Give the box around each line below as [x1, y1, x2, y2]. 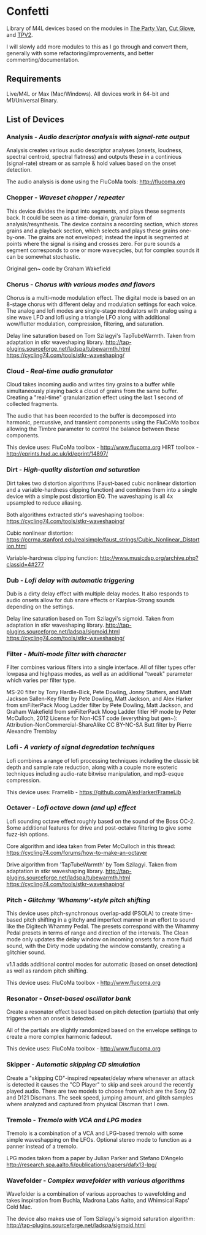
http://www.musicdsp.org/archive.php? [99, 554, 199, 562]
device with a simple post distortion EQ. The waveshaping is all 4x [6, 492, 174, 500]
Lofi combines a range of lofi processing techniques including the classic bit [6, 757, 199, 764]
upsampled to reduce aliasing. [6, 499, 83, 507]
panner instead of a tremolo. [6, 1142, 78, 1150]
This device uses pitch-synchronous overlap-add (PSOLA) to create [6, 909, 178, 917]
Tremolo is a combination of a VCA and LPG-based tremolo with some [6, 1130, 183, 1137]
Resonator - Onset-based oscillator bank [6, 995, 131, 1003]
